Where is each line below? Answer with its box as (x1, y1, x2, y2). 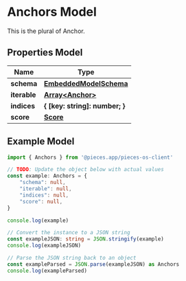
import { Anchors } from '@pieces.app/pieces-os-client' (7, 154, 174, 161)
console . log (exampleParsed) (7, 267, 88, 274)
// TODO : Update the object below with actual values (7, 166, 165, 173)
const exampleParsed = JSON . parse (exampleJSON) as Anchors (7, 260, 180, 268)
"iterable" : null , (19, 186, 72, 192)
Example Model (7, 135, 75, 148)
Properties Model (7, 47, 83, 58)
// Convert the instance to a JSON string (7, 229, 130, 236)
